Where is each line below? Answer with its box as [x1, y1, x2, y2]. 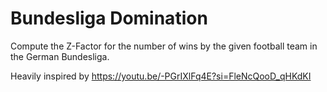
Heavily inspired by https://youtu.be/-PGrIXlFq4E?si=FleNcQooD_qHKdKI [10, 70, 312, 82]
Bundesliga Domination [10, 7, 208, 30]
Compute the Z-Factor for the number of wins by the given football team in [10, 40, 318, 52]
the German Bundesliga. [10, 50, 110, 62]
